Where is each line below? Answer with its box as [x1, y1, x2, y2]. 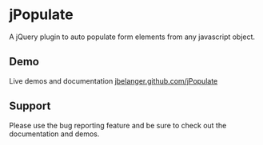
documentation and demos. [9, 129, 100, 139]
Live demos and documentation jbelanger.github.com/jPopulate [9, 76, 218, 85]
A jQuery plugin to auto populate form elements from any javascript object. [9, 32, 255, 41]
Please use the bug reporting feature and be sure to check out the [9, 120, 227, 130]
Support [9, 100, 51, 113]
